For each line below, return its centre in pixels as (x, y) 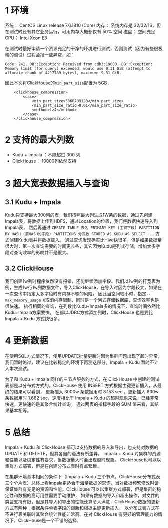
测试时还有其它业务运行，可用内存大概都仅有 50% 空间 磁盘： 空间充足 (82, 31)
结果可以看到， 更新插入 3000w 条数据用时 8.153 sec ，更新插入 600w (86, 391)
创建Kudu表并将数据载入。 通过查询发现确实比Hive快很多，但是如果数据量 (86, 240)
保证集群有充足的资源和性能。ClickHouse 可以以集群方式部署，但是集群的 (81, 489)
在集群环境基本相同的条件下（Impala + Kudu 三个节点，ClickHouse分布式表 (83, 476)
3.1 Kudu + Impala (33, 202)
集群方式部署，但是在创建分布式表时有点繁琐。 (53, 466)
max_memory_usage (23, 300)
